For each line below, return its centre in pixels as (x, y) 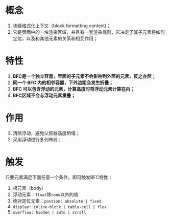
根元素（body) (28, 188)
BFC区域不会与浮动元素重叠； (44, 95)
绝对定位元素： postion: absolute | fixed (57, 201)
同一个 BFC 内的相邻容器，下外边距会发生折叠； (63, 82)
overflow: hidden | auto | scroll (49, 212)
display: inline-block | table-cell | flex (60, 207)
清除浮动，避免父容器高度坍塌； (46, 133)
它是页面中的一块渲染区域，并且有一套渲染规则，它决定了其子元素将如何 (89, 32)
